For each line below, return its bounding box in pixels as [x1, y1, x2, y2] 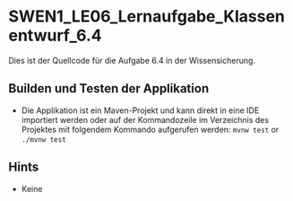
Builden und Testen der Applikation [8, 81, 210, 96]
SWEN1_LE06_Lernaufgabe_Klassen [8, 6, 286, 27]
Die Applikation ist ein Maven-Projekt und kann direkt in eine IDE [21, 105, 260, 116]
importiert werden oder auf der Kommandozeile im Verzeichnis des [21, 114, 270, 125]
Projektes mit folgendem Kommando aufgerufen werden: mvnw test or [21, 124, 280, 135]
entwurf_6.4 [8, 25, 102, 46]
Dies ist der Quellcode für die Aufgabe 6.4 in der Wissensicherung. [8, 55, 256, 66]
